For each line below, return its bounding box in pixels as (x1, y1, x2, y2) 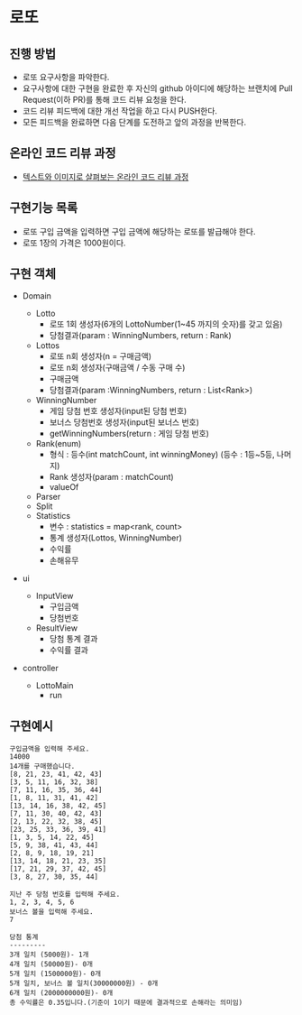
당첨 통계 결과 (49, 633, 98, 644)
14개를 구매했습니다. (9, 762, 76, 771)
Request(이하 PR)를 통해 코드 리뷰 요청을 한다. (22, 95, 187, 105)
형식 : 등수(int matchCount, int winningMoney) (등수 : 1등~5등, (49, 449, 275, 460)
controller (22, 663, 59, 674)
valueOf (49, 482, 79, 493)
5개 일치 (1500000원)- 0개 (9, 970, 102, 979)
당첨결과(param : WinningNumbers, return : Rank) (49, 330, 232, 341)
